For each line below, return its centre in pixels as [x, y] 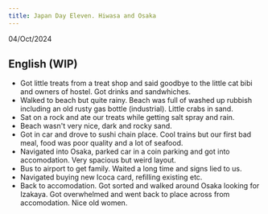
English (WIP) [43, 64]
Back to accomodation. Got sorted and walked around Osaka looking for [140, 186]
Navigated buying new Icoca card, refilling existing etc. [111, 177]
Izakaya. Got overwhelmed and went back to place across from [125, 195]
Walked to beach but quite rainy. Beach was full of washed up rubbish [136, 101]
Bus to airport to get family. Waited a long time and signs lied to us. [131, 169]
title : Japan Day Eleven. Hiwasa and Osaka [82, 16]
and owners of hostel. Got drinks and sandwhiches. [105, 92]
